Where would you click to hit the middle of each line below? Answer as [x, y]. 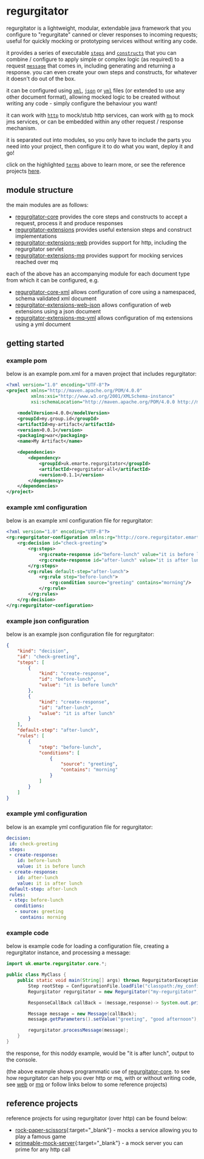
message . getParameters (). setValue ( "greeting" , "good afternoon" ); [114, 1019]
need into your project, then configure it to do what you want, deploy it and [100, 146]
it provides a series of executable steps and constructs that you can [91, 52]
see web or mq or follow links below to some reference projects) [87, 1084]
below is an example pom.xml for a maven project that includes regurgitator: [102, 374]
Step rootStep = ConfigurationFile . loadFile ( [87, 986]
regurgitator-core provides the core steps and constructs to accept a [101, 217]
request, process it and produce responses [69, 223]
